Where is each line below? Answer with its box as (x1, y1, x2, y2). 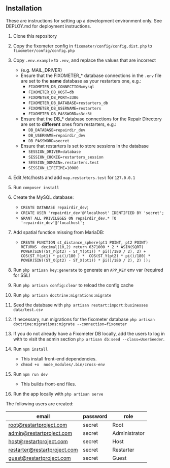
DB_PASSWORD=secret (28, 138, 70, 143)
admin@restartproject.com (8, 429, 73, 436)
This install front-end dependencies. (20, 355, 97, 361)
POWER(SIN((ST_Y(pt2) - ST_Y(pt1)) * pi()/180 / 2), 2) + (20, 249, 146, 254)
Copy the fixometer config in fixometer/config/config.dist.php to (13, 43, 153, 49)
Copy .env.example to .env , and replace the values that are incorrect (13, 57, 156, 63)
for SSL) (13, 272, 31, 278)
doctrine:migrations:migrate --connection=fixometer (13, 321, 127, 327)
